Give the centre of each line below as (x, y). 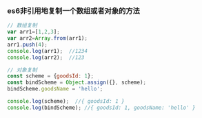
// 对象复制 (22, 70)
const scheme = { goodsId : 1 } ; (51, 76)
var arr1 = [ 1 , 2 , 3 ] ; (33, 32)
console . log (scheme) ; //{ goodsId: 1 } (66, 102)
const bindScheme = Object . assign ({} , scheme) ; (77, 83)
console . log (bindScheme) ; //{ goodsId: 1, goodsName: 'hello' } (101, 108)
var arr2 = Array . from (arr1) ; (48, 38)
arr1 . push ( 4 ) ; (28, 45)
